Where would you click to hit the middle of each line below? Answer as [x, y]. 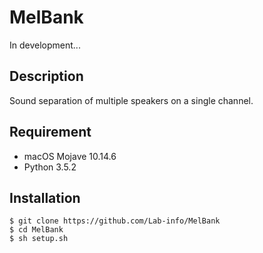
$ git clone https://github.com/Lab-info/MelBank [115, 221]
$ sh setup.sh [39, 239]
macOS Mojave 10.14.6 [70, 156]
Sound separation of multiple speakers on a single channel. [131, 100]
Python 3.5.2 [50, 167]
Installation [45, 197]
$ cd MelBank [36, 230]
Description [46, 76]
